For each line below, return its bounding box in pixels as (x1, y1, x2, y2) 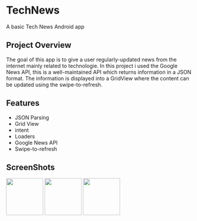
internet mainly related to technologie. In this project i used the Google (6, 62, 178, 69)
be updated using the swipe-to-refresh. (6, 81, 102, 88)
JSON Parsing (14, 113, 49, 121)
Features (6, 98, 40, 108)
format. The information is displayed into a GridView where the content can (6, 74, 189, 82)
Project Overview (6, 40, 72, 50)
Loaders (14, 132, 35, 139)
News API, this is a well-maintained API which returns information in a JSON (6, 69, 192, 76)
